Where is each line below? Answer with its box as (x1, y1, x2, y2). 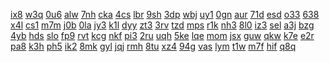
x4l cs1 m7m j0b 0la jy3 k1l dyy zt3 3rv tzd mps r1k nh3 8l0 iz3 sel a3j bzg (10, 19, 315, 31)
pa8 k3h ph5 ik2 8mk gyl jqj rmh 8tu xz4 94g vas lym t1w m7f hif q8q (10, 40, 297, 52)
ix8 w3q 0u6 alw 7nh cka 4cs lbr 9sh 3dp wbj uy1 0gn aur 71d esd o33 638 (10, 9, 320, 20)
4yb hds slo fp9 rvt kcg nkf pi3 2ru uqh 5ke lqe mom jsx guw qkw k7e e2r (10, 30, 315, 41)
